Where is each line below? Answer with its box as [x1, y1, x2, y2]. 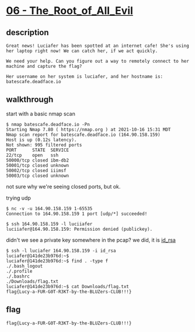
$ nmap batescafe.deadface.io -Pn [6, 121, 90, 127]
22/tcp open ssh [6, 152, 59, 158]
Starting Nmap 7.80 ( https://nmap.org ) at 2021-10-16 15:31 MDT [6, 126, 171, 132]
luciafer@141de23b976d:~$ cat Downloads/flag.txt [6, 283, 130, 289]
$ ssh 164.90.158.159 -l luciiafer [6, 221, 93, 227]
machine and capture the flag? [6, 63, 82, 69]
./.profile [6, 268, 33, 274]
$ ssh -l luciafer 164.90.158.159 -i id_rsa [6, 248, 116, 254]
